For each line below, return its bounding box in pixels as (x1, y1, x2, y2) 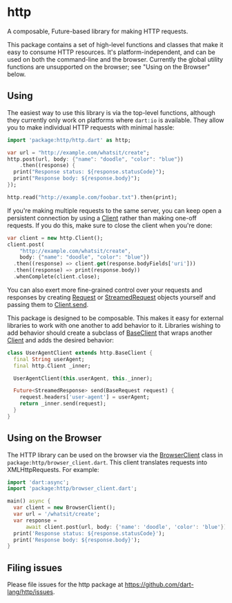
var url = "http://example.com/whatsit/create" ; (7, 149, 150, 156)
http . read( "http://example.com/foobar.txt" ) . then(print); (7, 193, 177, 201)
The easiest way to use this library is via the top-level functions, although (7, 108, 215, 116)
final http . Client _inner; (13, 362, 91, 369)
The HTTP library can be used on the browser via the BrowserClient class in (7, 451, 223, 459)
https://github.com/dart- (124, 580, 195, 589)
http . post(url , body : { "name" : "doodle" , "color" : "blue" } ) (7, 155, 184, 163)
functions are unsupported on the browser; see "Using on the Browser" (7, 62, 211, 71)
